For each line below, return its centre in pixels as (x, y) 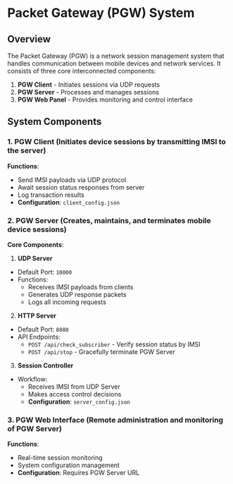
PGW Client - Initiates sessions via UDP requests (89, 85)
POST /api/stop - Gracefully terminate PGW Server (102, 351)
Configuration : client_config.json (69, 202)
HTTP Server (37, 315)
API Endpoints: (39, 337)
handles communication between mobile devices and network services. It (114, 63)
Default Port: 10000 (45, 272)
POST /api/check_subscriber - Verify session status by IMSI (114, 344)
